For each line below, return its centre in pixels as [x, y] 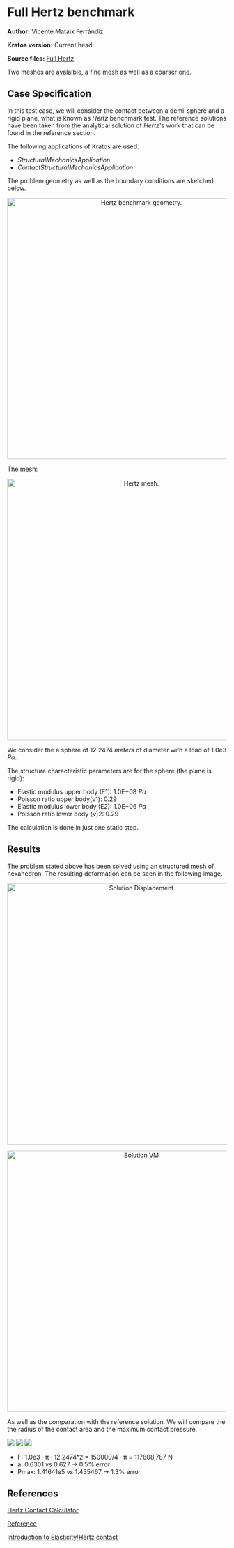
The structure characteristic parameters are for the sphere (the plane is [110, 771]
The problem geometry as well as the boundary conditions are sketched [110, 180]
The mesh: [23, 469]
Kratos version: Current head [50, 45]
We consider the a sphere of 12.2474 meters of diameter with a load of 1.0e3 [117, 750]
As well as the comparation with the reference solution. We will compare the [116, 1421]
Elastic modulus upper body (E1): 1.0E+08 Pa [81, 791]
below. [17, 188]
